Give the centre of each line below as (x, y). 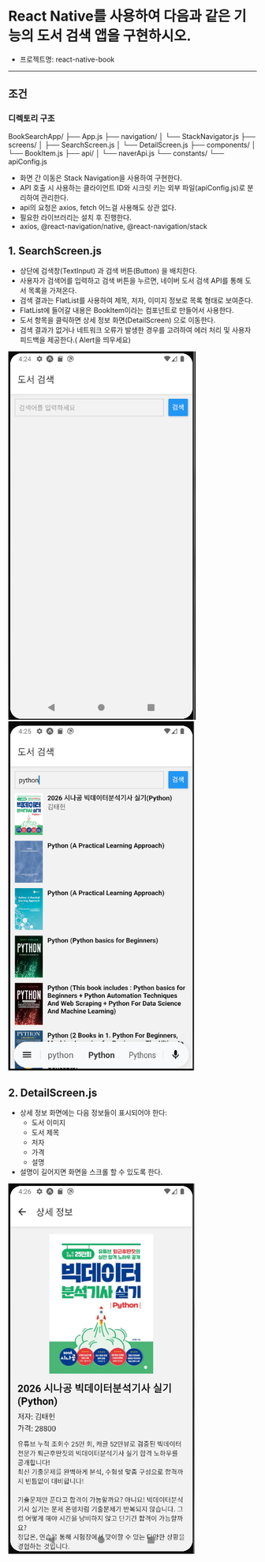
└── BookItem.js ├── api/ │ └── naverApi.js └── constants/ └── (116, 153)
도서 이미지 (48, 1123)
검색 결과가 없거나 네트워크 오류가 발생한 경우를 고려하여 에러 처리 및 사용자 (135, 330)
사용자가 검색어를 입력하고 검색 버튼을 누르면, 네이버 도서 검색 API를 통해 (131, 280)
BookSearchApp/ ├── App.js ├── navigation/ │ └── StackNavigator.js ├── (132, 136)
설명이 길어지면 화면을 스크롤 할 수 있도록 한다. (91, 1172)
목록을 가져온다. (52, 291)
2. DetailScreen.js (53, 1092)
